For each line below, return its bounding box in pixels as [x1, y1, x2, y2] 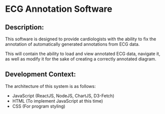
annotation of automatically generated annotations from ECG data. [5, 41, 140, 47]
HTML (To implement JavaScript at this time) [12, 98, 103, 104]
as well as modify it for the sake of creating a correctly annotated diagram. [5, 56, 157, 62]
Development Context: [5, 70, 76, 79]
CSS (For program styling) [12, 103, 66, 109]
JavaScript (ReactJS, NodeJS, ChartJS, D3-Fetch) [12, 92, 115, 99]
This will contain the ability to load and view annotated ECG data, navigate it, [5, 51, 161, 57]
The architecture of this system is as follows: [5, 83, 96, 89]
